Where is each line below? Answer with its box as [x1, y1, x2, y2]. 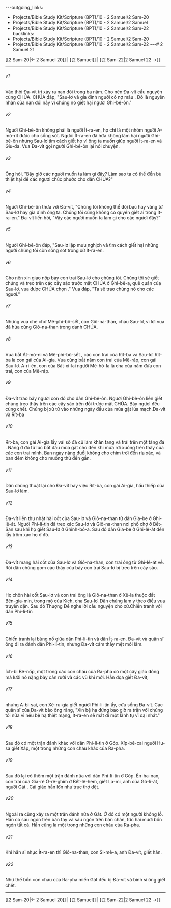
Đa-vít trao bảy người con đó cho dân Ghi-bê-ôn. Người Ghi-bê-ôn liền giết [5, 395, 163, 401]
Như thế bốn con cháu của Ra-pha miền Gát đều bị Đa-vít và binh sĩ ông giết [5, 877, 166, 883]
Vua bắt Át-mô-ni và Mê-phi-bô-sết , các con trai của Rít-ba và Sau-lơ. [5, 351, 154, 357]
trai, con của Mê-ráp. [5, 368, 50, 374]
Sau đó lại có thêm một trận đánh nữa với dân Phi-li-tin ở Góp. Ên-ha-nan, [5, 772, 160, 779]
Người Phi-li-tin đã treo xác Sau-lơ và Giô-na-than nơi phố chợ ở [17, 521, 152, 527]
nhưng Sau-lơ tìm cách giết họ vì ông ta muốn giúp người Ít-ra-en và [19, 138, 162, 144]
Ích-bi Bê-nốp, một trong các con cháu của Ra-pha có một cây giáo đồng [5, 669, 159, 675]
